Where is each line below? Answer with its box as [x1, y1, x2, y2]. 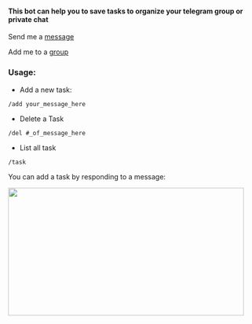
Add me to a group [8, 47, 69, 57]
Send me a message [8, 32, 75, 42]
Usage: [8, 67, 37, 78]
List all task [19, 142, 57, 153]
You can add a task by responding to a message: [8, 171, 166, 181]
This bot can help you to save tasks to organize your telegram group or [8, 6, 243, 16]
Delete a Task [19, 114, 64, 123]
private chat [8, 14, 49, 24]
